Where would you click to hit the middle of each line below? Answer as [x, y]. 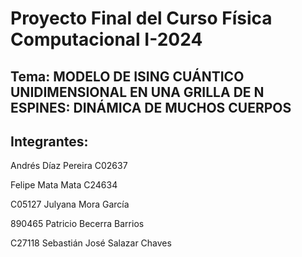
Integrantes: [49, 141]
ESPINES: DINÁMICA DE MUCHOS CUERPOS [151, 107]
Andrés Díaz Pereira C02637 [69, 166]
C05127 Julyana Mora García [70, 204]
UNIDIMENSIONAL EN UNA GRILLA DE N [137, 92]
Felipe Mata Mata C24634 [64, 185]
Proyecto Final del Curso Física [141, 18]
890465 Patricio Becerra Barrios [77, 224]
